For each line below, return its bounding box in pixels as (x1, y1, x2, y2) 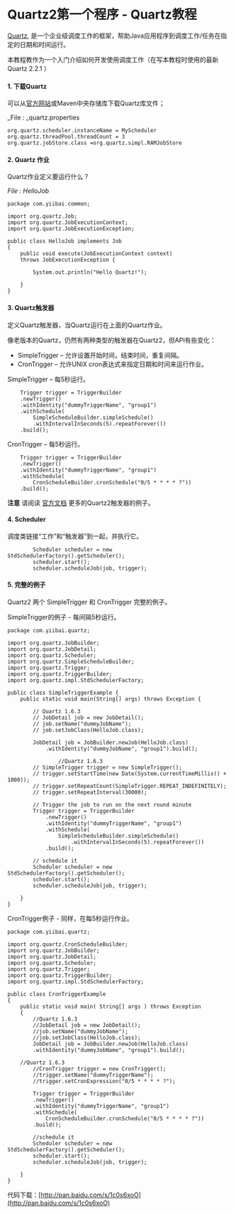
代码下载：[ (7, 1191, 41, 1199)
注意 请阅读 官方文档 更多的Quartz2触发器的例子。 (7, 499, 155, 507)
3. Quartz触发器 (7, 303, 55, 312)
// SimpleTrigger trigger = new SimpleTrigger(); (33, 764, 182, 771)
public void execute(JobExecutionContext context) (20, 250, 173, 257)
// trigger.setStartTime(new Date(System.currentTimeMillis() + (33, 770, 227, 777)
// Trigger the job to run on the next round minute (33, 801, 192, 808)
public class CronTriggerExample (7, 990, 106, 998)
